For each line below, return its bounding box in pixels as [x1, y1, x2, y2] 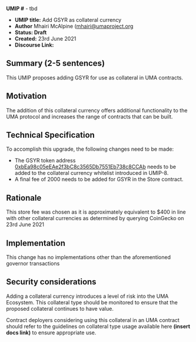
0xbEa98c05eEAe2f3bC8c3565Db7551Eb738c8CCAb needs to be [14, 163, 177, 170]
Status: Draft [14, 29, 47, 36]
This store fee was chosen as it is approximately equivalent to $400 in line [6, 208, 187, 215]
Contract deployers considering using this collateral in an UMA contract [6, 316, 180, 323]
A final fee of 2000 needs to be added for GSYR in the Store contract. [14, 176, 184, 183]
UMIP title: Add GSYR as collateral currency [14, 16, 122, 23]
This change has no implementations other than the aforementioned [6, 254, 171, 261]
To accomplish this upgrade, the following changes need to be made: [6, 145, 174, 152]
